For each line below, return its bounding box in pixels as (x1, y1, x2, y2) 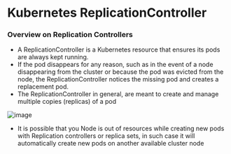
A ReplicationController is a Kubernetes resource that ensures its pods (17, 45, 220, 54)
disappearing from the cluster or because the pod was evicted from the (17, 68, 224, 76)
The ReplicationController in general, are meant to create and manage (17, 90, 219, 98)
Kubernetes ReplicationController (7, 5, 207, 21)
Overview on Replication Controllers (7, 30, 133, 40)
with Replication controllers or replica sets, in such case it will (17, 132, 195, 140)
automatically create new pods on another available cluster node (17, 139, 204, 148)
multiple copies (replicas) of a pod (17, 98, 117, 106)
